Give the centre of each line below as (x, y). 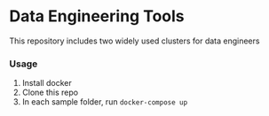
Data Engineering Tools (97, 16)
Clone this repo (50, 93)
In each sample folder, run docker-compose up (105, 102)
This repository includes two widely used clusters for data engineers (134, 41)
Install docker (47, 83)
